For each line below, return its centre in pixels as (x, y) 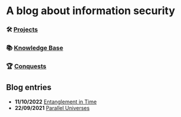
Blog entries (29, 87)
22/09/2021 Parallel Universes (52, 108)
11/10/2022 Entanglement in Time (56, 102)
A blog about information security (90, 11)
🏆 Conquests (26, 66)
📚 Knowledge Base (35, 48)
